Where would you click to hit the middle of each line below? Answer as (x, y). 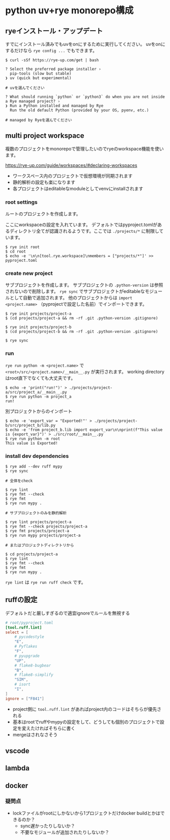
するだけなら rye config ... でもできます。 (51, 51)
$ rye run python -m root (33, 439)
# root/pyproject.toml (29, 623)
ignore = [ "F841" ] (25, 699)
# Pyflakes (26, 647)
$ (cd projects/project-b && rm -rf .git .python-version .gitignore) (82, 332)
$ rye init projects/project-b (38, 327)
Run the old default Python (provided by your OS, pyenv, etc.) (79, 110)
